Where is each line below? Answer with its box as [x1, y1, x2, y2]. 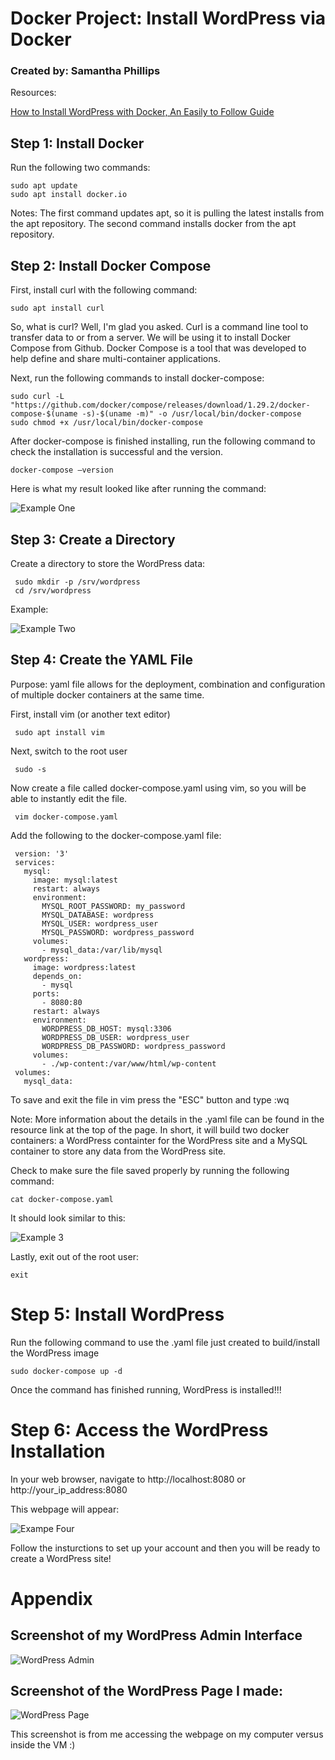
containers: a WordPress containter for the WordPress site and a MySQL [10, 1134, 308, 1146]
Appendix [10, 1587, 93, 1610]
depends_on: [32, 971, 83, 981]
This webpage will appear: [10, 1503, 120, 1515]
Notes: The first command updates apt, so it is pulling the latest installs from [10, 207, 325, 219]
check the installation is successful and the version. [10, 446, 224, 458]
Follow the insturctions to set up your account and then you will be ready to [10, 1542, 321, 1554]
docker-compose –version [10, 465, 114, 476]
